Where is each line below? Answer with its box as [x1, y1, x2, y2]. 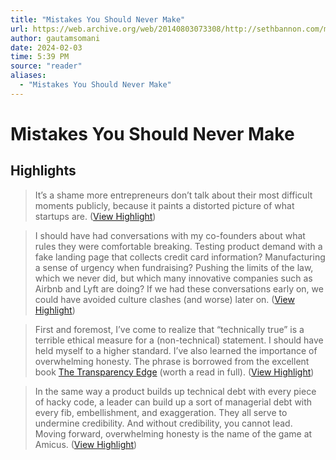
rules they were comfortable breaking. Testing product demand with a [34, 240, 323, 252]
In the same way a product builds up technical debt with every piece [34, 385, 317, 397]
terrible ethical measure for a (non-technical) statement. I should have [34, 334, 324, 346]
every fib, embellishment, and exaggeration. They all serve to [34, 406, 288, 418]
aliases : [10, 71, 47, 81]
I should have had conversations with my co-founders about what [34, 229, 306, 241]
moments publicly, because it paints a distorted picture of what [34, 199, 295, 211]
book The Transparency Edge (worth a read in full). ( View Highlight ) [34, 366, 315, 378]
